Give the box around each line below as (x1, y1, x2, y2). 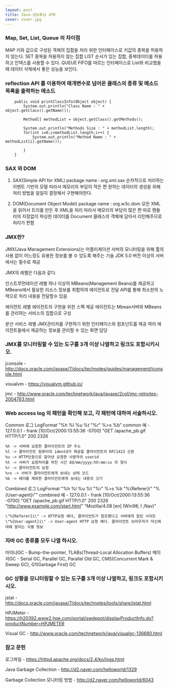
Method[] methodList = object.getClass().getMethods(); (23, 117, 143, 122)
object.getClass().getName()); (5, 108, 71, 113)
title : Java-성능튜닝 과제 (5, 12, 55, 17)
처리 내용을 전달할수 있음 (18, 293, 68, 299)
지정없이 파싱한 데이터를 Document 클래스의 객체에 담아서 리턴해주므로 (22, 213, 162, 220)
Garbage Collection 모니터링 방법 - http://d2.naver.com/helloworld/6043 (5, 677, 154, 683)
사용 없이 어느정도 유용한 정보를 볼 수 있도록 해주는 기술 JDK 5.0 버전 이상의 (5, 252, 155, 259)
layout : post (5, 7, 33, 13)
